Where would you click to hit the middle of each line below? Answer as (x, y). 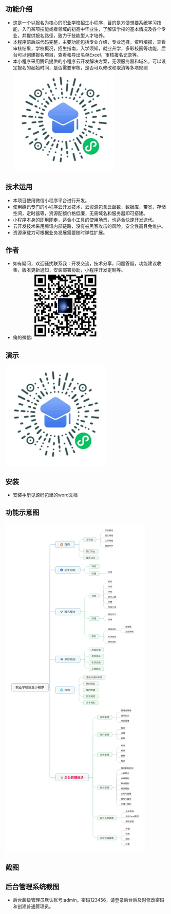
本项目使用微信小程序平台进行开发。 (51, 200)
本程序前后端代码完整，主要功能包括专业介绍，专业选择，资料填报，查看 (89, 42)
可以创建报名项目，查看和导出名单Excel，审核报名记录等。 (79, 55)
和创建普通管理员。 (33, 906)
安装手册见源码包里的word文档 (45, 495)
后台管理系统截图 (32, 886)
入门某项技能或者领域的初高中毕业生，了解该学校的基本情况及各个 (92, 29)
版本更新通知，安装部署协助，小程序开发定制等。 (74, 270)
